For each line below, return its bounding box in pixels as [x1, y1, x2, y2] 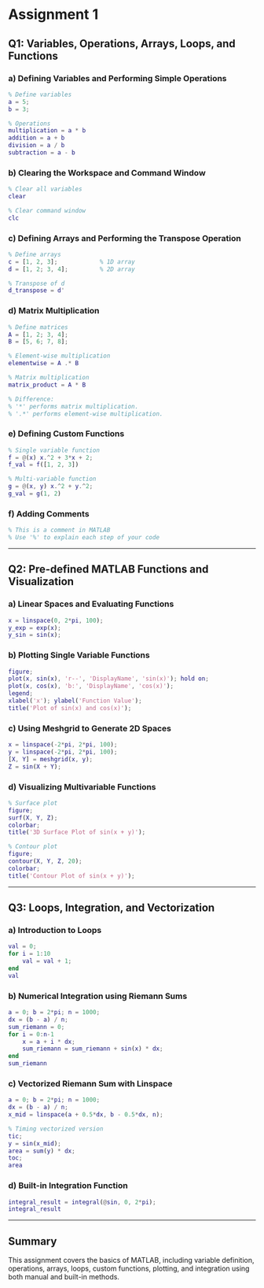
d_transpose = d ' [8, 287, 65, 294]
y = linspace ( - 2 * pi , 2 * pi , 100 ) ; [8, 748, 118, 757]
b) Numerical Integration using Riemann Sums [8, 990, 188, 1001]
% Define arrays [8, 250, 61, 258]
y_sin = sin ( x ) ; [8, 631, 61, 639]
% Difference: [8, 395, 55, 403]
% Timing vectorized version [8, 1124, 104, 1133]
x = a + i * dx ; [22, 1038, 76, 1046]
